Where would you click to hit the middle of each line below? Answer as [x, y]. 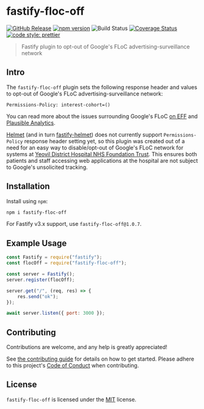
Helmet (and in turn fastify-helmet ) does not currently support [84, 134]
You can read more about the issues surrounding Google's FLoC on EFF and [102, 116]
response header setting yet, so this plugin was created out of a [104, 141]
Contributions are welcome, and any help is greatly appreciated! [87, 347]
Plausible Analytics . [31, 122]
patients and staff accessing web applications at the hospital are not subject [102, 160]
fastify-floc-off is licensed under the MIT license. [71, 399]
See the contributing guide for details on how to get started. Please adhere [100, 359]
